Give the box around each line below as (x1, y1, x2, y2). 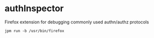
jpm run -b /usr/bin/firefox (4, 28, 64, 33)
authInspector (4, 3, 64, 14)
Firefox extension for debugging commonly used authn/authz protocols (4, 19, 149, 25)
